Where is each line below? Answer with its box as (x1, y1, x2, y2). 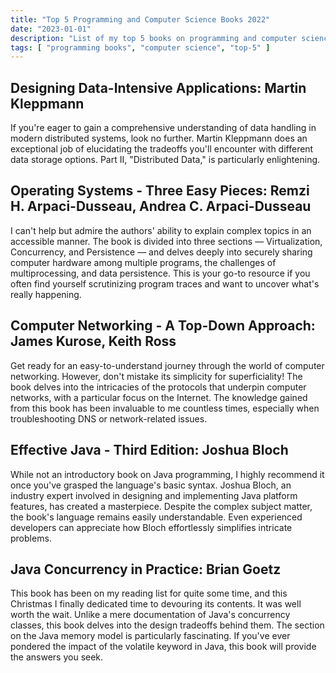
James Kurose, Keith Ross (10, 333, 177, 350)
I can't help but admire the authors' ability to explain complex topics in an (10, 224, 312, 236)
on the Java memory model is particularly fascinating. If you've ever (10, 630, 291, 642)
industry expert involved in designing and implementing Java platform (10, 489, 298, 501)
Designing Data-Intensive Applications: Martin (10, 79, 307, 96)
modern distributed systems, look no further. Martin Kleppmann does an (10, 132, 308, 145)
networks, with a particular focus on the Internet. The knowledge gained (10, 391, 308, 403)
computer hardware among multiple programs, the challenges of (10, 256, 277, 268)
